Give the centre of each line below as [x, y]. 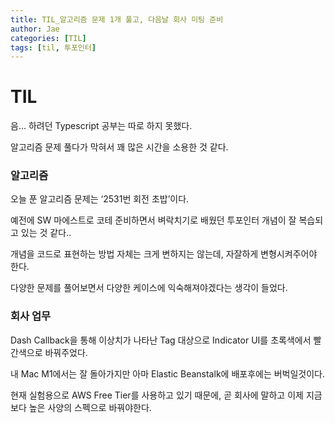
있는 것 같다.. [46, 233]
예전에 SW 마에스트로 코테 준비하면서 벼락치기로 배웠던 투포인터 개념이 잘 [153, 220]
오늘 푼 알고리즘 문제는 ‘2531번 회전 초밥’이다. [100, 199]
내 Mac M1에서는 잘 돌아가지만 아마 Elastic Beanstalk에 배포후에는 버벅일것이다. [168, 373]
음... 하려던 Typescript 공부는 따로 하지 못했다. [101, 126]
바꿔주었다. [66, 352]
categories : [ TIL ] [48, 38]
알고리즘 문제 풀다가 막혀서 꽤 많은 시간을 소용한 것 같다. [119, 147]
